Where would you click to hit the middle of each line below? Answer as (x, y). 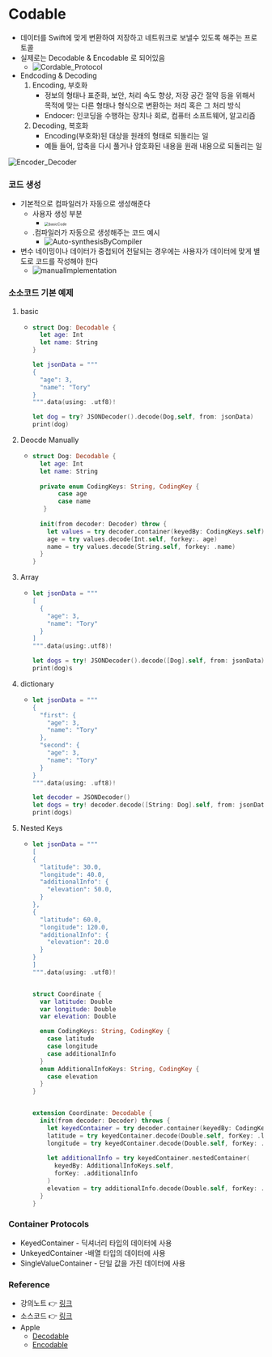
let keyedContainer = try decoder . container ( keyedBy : (140, 1128)
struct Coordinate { (67, 994)
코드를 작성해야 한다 (67, 262)
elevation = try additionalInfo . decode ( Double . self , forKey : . (156, 1188)
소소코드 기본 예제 (41, 293)
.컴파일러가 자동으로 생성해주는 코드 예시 (96, 232)
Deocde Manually (49, 440)
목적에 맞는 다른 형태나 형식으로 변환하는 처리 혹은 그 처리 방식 (142, 105)
